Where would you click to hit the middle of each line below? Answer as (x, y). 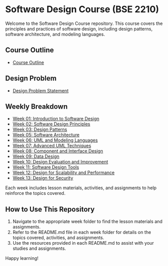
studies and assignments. (39, 248)
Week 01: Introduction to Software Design (56, 119)
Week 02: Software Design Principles (51, 124)
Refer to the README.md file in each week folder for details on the (82, 232)
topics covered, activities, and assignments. (58, 238)
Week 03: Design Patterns (40, 129)
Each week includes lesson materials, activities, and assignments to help (81, 188)
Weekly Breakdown (36, 106)
